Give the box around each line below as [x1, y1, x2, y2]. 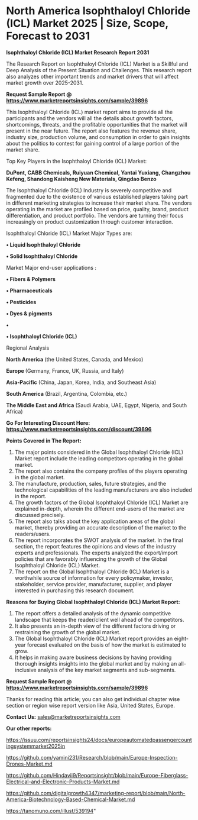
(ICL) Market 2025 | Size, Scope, [6, 17, 168, 30]
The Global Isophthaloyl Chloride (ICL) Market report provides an [14, 635, 173, 642]
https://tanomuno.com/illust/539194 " [6, 807, 96, 814]
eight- [174, 635, 189, 642]
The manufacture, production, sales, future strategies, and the [14, 480, 167, 487]
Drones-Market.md [6, 760, 53, 767]
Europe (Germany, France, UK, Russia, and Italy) [6, 367, 124, 374]
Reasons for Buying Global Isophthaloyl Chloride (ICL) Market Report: [6, 598, 180, 605]
